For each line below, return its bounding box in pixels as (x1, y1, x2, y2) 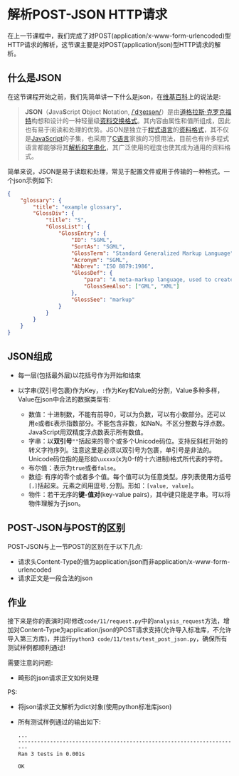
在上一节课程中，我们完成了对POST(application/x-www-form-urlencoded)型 (7, 31, 231, 40)
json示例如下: (13, 176, 53, 184)
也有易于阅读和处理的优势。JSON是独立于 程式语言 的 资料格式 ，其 (24, 125, 217, 134)
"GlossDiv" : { (33, 210, 75, 217)
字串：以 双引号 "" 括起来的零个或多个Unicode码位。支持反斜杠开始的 (28, 436, 228, 445)
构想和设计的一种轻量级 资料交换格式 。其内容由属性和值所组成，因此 (31, 116, 231, 125)
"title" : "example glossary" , (33, 204, 122, 211)
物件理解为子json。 (28, 499, 85, 508)
